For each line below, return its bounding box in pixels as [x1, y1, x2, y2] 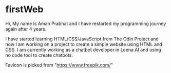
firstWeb [5, 4, 44, 15]
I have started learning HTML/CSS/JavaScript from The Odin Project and [5, 36, 159, 42]
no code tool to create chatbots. [5, 52, 73, 58]
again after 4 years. [5, 26, 47, 32]
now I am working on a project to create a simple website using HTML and [5, 41, 163, 47]
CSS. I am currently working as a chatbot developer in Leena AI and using [5, 46, 161, 53]
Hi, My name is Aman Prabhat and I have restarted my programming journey [5, 20, 166, 27]
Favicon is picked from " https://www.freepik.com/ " [5, 62, 113, 68]
